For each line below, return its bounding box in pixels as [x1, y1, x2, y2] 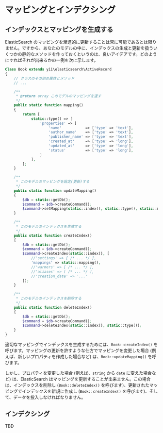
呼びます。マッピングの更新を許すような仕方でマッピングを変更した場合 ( [5, 348, 152, 353]
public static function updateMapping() [14, 188, 97, 193]
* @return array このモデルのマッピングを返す [16, 94, 101, 99]
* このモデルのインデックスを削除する [16, 296, 81, 301]
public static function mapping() [14, 103, 83, 108]
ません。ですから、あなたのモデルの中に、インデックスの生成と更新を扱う [5, 45, 154, 51]
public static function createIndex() [14, 233, 92, 238]
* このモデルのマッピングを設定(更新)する [16, 179, 90, 184]
